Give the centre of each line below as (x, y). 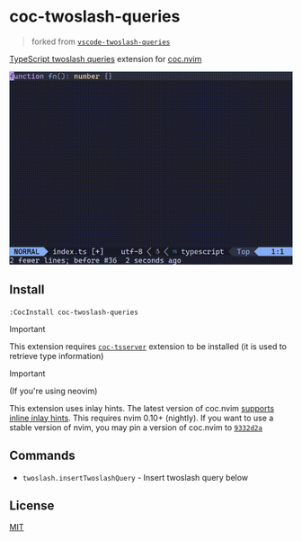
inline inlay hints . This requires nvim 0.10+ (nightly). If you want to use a (142, 418)
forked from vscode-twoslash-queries (101, 41)
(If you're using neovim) (53, 391)
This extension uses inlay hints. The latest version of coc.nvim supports (142, 408)
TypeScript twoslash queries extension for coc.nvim (106, 59)
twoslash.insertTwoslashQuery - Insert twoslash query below (135, 477)
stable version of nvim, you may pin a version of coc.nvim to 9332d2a (136, 427)
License (32, 505)
